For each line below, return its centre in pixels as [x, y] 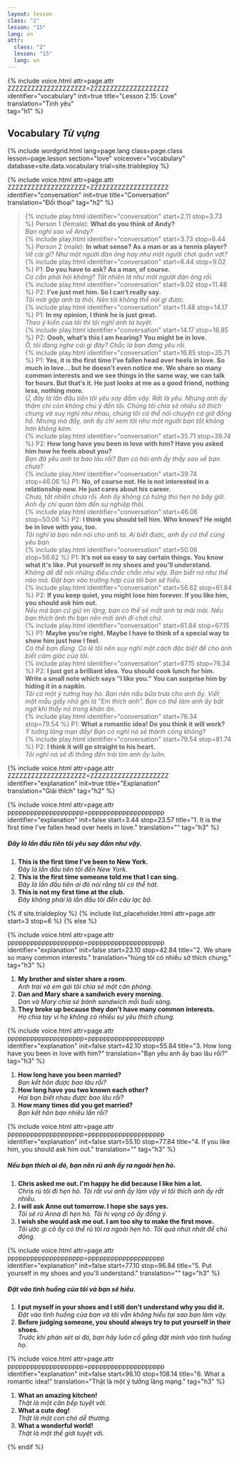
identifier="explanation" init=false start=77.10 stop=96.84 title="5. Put [110, 1265]
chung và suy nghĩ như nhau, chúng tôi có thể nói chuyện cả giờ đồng [128, 413]
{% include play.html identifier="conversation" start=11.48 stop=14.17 [126, 307]
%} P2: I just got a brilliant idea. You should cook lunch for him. [119, 670]
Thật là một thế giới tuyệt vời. [61, 1433]
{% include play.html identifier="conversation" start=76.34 [111, 716]
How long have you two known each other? [83, 1090]
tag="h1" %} [26, 111]
